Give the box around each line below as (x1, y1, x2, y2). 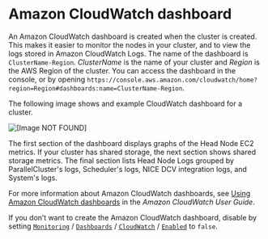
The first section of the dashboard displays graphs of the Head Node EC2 (8, 138, 254, 148)
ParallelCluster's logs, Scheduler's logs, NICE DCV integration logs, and (8, 164, 247, 174)
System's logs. (8, 173, 58, 182)
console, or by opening (8, 74, 86, 84)
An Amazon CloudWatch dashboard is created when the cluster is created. (8, 31, 257, 41)
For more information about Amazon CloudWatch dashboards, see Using (8, 188, 251, 198)
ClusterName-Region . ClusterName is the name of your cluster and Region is (8, 57, 261, 67)
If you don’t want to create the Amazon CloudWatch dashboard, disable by (8, 212, 257, 222)
